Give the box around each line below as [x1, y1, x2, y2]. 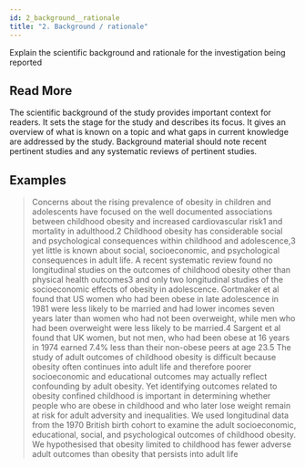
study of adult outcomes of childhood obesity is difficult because [31, 352, 277, 363]
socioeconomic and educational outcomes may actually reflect [31, 371, 268, 382]
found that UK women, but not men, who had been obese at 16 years [31, 332, 290, 343]
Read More [9, 83, 73, 99]
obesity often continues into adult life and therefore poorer [31, 361, 252, 372]
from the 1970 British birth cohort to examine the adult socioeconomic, [31, 420, 297, 431]
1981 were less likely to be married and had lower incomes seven [31, 303, 275, 315]
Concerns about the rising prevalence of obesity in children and [31, 197, 271, 208]
